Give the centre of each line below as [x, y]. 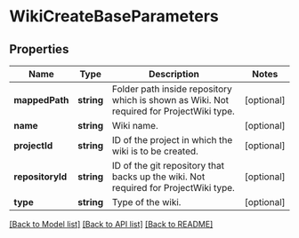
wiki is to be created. [155, 151]
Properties [39, 49]
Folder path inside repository [172, 89]
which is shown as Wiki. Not [170, 100]
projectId [33, 146]
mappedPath [41, 100]
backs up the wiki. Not [158, 177]
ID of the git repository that [168, 166]
